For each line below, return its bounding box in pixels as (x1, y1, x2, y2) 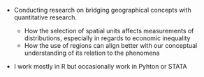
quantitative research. (13, 13, 78, 22)
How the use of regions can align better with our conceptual (24, 42, 198, 49)
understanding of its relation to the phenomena (24, 49, 160, 57)
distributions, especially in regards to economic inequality (24, 34, 191, 42)
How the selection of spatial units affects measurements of (24, 27, 194, 35)
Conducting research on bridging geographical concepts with (13, 6, 191, 14)
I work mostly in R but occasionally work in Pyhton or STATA (13, 62, 187, 70)
